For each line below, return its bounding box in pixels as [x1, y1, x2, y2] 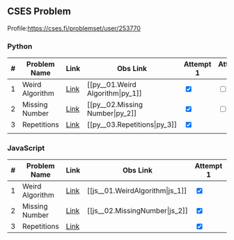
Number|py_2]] [86, 109, 137, 118]
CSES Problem [7, 6, 71, 17]
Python [7, 41, 33, 51]
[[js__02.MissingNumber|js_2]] [86, 206, 188, 216]
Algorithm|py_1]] [86, 88, 143, 98]
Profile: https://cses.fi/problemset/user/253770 [7, 24, 141, 32]
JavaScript [7, 143, 45, 153]
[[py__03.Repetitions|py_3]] [86, 120, 178, 129]
